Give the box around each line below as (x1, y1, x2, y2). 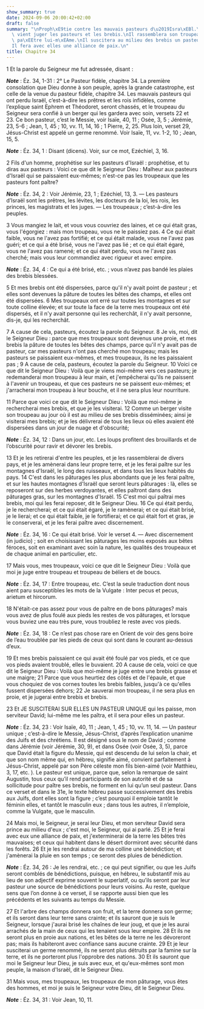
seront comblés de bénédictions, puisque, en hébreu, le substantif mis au (6, 869, 190, 877)
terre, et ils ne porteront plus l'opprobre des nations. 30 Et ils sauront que (6, 953, 190, 960)
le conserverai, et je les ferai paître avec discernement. (6, 519, 144, 526)
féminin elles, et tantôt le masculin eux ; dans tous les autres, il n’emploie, (6, 801, 190, 808)
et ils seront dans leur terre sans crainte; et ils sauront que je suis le (6, 914, 175, 921)
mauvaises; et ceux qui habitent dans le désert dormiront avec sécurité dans (6, 838, 198, 846)
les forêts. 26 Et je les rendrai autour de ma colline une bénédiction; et (6, 845, 182, 852)
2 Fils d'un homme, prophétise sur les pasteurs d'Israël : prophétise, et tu (6, 159, 189, 166)
